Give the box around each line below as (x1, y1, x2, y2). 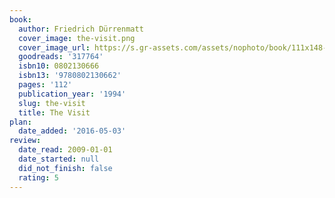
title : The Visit (18, 107, 91, 118)
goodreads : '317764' (18, 52, 104, 62)
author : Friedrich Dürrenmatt (18, 24, 144, 34)
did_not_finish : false (18, 163, 113, 173)
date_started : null (18, 154, 100, 164)
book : (9, 14, 32, 25)
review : (9, 136, 42, 146)
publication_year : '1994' (18, 89, 127, 99)
